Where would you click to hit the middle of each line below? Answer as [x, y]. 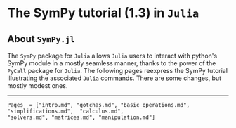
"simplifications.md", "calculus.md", [66, 111]
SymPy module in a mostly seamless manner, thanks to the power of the [112, 63]
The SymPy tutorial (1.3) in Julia [103, 13]
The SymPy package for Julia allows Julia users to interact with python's [112, 56]
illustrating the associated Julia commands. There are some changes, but [114, 78]
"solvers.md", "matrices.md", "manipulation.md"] [81, 117]
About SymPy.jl [41, 39]
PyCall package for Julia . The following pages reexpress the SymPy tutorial [118, 71]
